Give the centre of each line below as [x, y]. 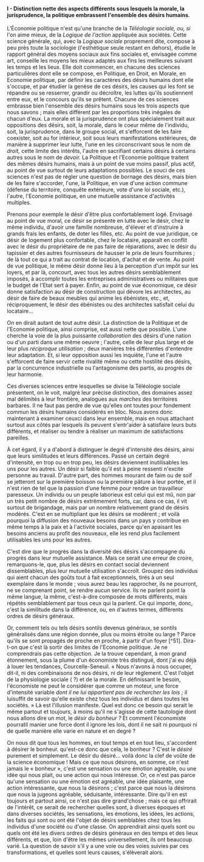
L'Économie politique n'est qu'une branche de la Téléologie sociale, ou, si [99, 29]
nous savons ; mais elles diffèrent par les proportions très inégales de [94, 112]
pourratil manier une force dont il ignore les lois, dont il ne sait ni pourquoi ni [102, 725]
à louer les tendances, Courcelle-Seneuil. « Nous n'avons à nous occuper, [100, 667]
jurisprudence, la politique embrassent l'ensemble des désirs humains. [99, 15]
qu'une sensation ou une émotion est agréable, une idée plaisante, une [96, 782]
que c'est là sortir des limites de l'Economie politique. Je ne [93, 647]
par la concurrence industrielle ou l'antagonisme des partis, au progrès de [100, 368]
